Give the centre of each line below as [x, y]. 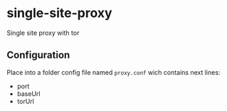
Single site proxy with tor [43, 33]
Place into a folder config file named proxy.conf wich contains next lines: [114, 72]
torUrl [26, 101]
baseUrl [28, 93]
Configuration [38, 55]
